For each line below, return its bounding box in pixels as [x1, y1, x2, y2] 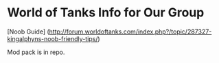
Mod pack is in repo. [7, 48, 65, 56]
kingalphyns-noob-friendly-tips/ [7, 34, 98, 42]
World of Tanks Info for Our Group [7, 5, 205, 21]
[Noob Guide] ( [7, 27, 49, 36]
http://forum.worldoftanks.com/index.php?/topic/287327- [49, 27, 212, 36]
